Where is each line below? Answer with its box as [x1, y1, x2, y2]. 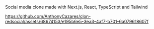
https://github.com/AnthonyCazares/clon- [5, 14, 91, 19]
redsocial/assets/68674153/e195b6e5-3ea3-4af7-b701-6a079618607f [5, 19, 149, 24]
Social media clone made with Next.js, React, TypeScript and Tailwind [5, 4, 148, 10]
